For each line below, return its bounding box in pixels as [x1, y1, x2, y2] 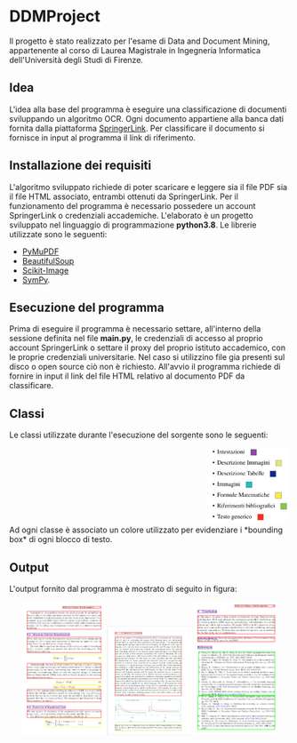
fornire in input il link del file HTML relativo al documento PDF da [9, 371, 245, 381]
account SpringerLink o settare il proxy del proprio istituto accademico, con [9, 342, 286, 353]
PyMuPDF [21, 246, 60, 257]
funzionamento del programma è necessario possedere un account [9, 200, 256, 211]
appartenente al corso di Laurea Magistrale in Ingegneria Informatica [9, 44, 261, 55]
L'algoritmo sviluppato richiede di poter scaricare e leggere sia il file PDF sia [9, 181, 287, 192]
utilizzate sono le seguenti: [9, 228, 108, 239]
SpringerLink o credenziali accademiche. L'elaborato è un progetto [9, 210, 253, 220]
